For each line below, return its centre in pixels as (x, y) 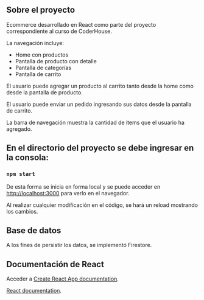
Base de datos (34, 230)
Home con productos (42, 55)
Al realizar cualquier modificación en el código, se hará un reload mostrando (102, 205)
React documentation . (34, 291)
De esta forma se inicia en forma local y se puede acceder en (83, 187)
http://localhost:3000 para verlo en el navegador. (68, 193)
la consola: (27, 158)
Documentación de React (55, 264)
